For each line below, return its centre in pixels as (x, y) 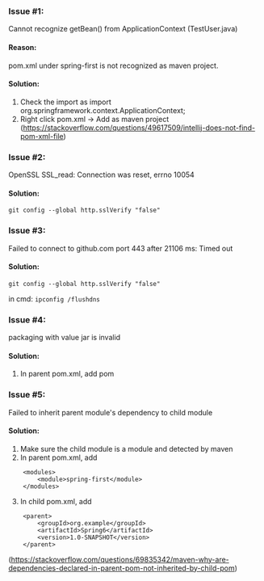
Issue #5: (27, 395)
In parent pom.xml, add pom (67, 374)
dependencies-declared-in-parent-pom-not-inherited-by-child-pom (122, 568)
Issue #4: (27, 319)
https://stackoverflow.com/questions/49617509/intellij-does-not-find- (139, 128)
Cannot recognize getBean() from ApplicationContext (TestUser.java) (123, 29)
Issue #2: (27, 157)
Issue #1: (26, 11)
